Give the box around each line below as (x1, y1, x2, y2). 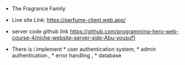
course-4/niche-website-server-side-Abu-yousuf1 (11, 34, 136, 41)
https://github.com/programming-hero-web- (70, 28, 179, 35)
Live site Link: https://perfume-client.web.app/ (11, 17, 126, 23)
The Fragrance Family (11, 5, 66, 12)
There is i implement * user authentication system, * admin (11, 45, 156, 53)
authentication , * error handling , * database (11, 52, 122, 58)
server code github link (11, 28, 69, 35)
